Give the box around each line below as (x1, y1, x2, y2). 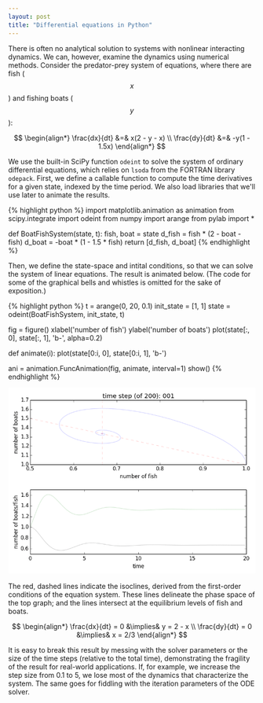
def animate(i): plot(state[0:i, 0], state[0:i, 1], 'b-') (8, 348, 167, 358)
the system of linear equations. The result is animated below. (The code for (8, 269, 251, 278)
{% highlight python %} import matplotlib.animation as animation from (8, 205, 235, 215)
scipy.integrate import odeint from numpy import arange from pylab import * (8, 213, 255, 223)
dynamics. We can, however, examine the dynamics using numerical (8, 52, 229, 61)
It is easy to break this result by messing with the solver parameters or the (8, 645, 248, 654)
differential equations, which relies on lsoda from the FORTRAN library (8, 165, 236, 175)
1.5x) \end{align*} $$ (97, 142, 166, 151)
